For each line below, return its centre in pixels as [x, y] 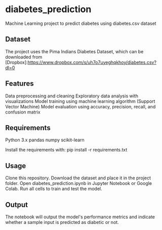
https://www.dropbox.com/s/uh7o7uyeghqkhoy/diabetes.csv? [92, 62]
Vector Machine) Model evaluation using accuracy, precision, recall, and [80, 106]
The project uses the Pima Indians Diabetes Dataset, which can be [74, 51]
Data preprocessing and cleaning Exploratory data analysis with [72, 96]
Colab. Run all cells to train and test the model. [54, 189]
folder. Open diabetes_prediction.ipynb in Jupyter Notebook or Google [79, 183]
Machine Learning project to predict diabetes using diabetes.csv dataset [81, 23]
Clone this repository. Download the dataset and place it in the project [78, 178]
